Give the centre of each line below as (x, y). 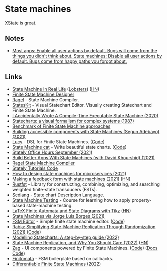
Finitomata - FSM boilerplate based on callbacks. (63, 258)
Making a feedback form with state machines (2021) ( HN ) (71, 179)
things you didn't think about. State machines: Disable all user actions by (87, 56)
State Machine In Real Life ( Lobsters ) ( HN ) (56, 89)
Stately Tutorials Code (35, 168)
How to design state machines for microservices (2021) (69, 173)
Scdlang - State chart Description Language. (58, 195)
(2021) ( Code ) (27, 232)
